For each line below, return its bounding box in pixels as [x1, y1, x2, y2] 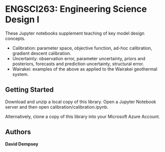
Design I [5, 14, 40, 25]
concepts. [5, 36, 26, 41]
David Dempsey [5, 141, 39, 147]
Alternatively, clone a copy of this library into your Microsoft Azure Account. [5, 114, 160, 119]
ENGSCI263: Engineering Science [5, 3, 147, 15]
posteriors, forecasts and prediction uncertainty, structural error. [12, 61, 144, 67]
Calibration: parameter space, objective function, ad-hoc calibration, [12, 45, 153, 51]
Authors [5, 128, 31, 136]
